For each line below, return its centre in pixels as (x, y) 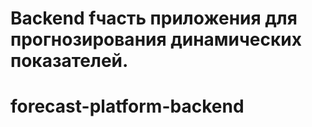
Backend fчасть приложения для (154, 18)
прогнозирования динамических (156, 39)
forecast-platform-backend (127, 106)
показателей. (69, 61)
